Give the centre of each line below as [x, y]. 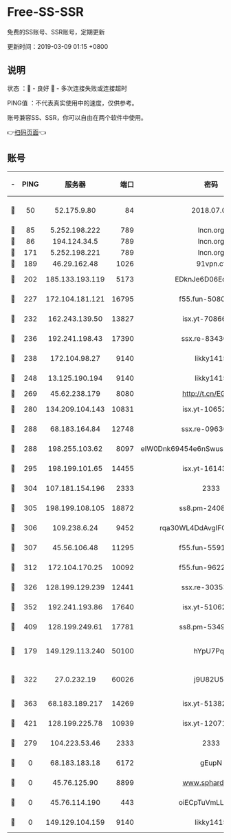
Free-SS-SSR [45, 12]
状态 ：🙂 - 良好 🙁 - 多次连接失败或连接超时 [67, 88]
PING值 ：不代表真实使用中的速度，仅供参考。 [73, 103]
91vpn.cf [211, 264]
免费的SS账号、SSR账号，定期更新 [56, 32]
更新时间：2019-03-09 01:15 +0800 [58, 46]
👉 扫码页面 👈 [27, 132]
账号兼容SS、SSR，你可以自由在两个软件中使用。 [77, 117]
